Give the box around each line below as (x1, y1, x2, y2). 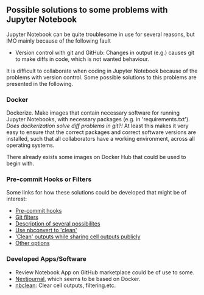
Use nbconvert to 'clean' (15, 227, 77, 234)
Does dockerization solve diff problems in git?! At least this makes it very (6, 122, 189, 130)
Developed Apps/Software (6, 255, 86, 263)
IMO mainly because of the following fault (6, 37, 111, 44)
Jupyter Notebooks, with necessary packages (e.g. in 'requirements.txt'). (6, 116, 190, 123)
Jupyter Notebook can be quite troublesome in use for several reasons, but (6, 30, 195, 38)
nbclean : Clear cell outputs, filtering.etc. (15, 282, 116, 289)
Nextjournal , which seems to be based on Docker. (15, 275, 141, 282)
